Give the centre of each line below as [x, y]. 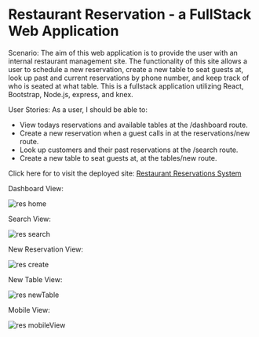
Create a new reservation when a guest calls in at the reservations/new [135, 133]
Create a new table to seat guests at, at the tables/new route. [118, 158]
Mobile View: [29, 310]
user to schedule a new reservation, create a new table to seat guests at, [126, 69]
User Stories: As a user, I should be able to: [78, 109]
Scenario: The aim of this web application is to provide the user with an [123, 53]
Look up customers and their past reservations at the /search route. [129, 150]
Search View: [29, 219]
